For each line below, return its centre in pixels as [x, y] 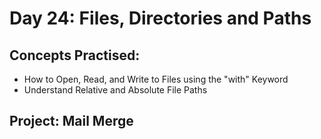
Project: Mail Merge [71, 121]
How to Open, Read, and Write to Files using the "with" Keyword [156, 79]
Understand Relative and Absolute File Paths [115, 90]
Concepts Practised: [75, 55]
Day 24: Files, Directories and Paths [160, 18]
